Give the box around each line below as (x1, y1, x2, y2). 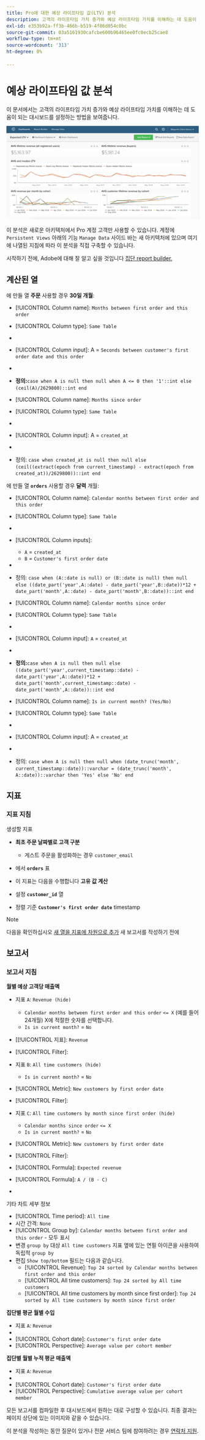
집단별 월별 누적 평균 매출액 (6, 1354, 71, 1362)
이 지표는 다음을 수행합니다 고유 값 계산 (15, 877, 108, 884)
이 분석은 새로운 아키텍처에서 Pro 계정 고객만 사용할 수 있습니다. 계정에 (6, 227, 175, 234)
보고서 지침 (6, 968, 37, 976)
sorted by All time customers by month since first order (24, 1297, 176, 1304)
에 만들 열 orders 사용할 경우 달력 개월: (6, 482, 100, 489)
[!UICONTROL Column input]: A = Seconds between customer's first (15, 346, 189, 353)
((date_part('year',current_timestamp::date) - (15, 668, 139, 674)
